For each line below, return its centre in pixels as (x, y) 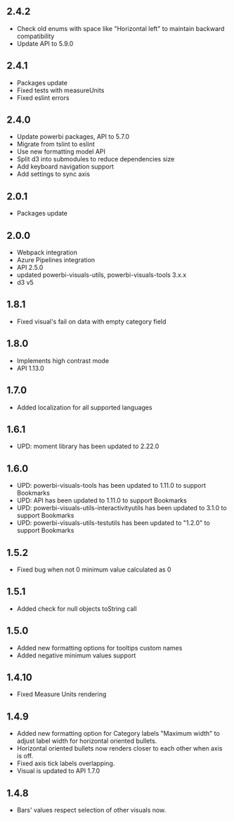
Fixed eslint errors (43, 97)
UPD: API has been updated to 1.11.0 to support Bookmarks (102, 500)
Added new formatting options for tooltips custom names (99, 648)
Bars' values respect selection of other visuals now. (91, 810)
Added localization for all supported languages (84, 407)
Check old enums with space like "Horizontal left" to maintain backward (121, 28)
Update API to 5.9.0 (45, 43)
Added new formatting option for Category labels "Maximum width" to (118, 734)
